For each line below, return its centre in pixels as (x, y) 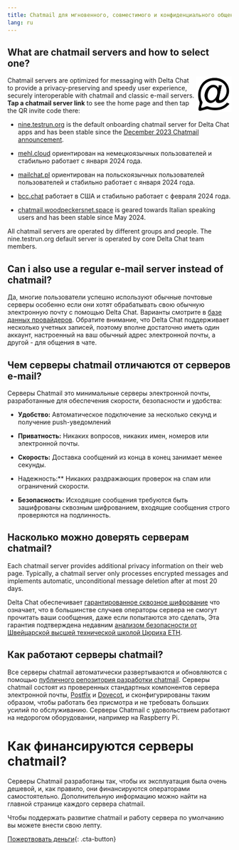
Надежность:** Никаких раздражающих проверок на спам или (114, 478)
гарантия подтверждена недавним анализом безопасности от (102, 625)
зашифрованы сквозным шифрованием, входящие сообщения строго (123, 507)
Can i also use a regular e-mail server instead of (116, 269)
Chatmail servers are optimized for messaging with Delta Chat (99, 80)
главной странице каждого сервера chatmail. (76, 804)
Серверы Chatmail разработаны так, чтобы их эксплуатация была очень (117, 781)
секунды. (32, 465)
